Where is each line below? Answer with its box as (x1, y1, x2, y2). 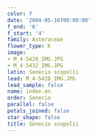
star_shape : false (7, 114, 60, 121)
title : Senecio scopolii (7, 120, 79, 128)
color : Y (7, 10, 33, 17)
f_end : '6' (7, 23, 39, 30)
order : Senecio (7, 95, 51, 102)
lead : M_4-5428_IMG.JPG (7, 75, 76, 82)
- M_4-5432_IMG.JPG (7, 62, 64, 69)
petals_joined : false (7, 107, 70, 114)
